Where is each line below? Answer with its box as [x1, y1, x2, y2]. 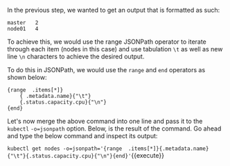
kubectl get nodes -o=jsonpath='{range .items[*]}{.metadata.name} [7, 145, 209, 152]
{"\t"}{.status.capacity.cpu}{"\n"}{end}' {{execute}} [7, 151, 165, 159]
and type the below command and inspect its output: [7, 132, 158, 140]
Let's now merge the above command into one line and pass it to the [7, 117, 203, 125]
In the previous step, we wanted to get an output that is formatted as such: [7, 6, 220, 14]
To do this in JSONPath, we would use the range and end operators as [7, 66, 206, 74]
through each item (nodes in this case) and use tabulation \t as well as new [7, 45, 223, 53]
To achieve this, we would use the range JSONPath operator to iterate [7, 38, 206, 46]
